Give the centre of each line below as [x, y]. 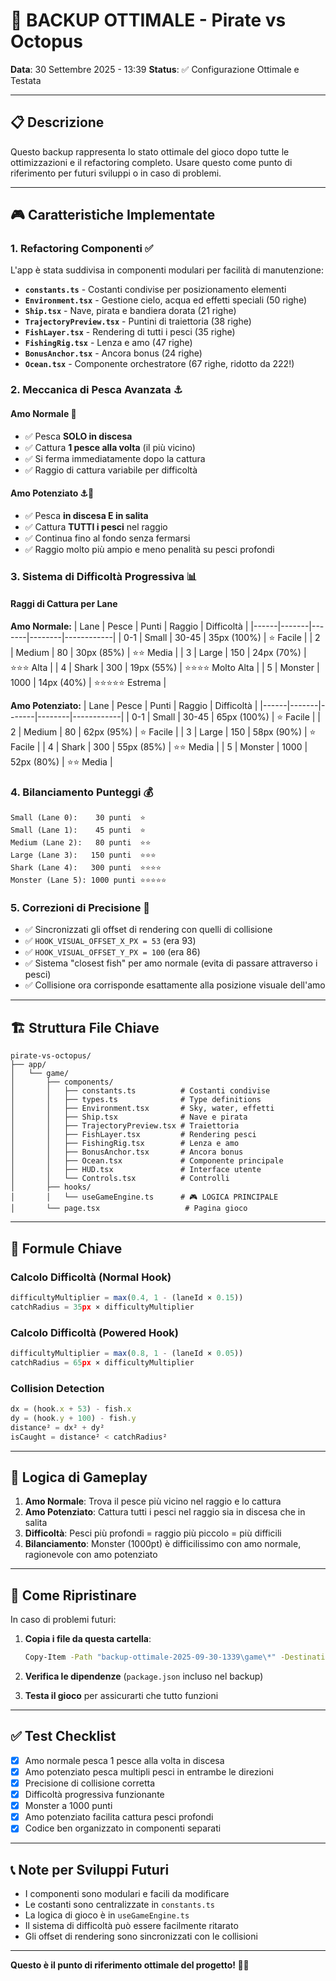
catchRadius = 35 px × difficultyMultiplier [102, 1307]
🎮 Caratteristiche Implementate [113, 215]
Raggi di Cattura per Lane [64, 604]
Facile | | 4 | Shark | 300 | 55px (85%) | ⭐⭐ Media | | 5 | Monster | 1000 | [159, 746]
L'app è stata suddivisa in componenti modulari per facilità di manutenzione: [167, 270]
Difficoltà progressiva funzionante [94, 1795]
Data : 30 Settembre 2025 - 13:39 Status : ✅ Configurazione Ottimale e [155, 69]
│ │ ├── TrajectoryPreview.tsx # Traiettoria [125, 1126]
